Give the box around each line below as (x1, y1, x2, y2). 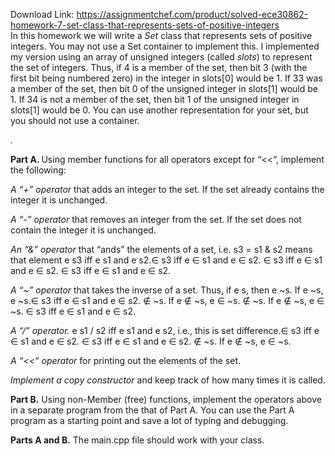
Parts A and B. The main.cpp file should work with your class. (10, 434, 265, 446)
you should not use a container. (10, 115, 140, 126)
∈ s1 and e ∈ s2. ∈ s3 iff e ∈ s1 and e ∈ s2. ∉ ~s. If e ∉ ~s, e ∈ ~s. (10, 335, 292, 347)
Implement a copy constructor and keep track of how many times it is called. (10, 374, 326, 386)
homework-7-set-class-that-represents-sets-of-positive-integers (10, 19, 280, 31)
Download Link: (10, 9, 75, 20)
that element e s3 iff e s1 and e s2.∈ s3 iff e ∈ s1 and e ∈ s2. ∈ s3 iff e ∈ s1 (10, 254, 323, 266)
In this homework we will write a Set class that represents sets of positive (10, 30, 313, 41)
